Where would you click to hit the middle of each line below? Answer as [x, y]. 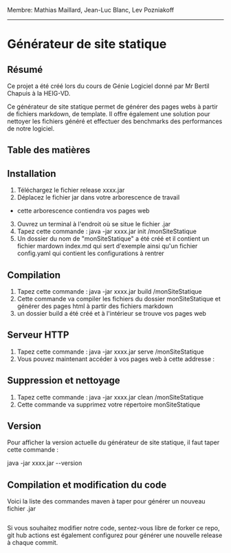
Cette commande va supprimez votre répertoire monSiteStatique [109, 404]
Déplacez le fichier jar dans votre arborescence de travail [98, 197]
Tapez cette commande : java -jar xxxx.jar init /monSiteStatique [107, 231]
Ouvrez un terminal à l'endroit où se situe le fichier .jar [94, 224]
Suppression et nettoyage [64, 381]
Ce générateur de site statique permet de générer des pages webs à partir [113, 107]
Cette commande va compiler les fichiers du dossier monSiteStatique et [119, 299]
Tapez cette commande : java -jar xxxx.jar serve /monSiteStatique [110, 351]
